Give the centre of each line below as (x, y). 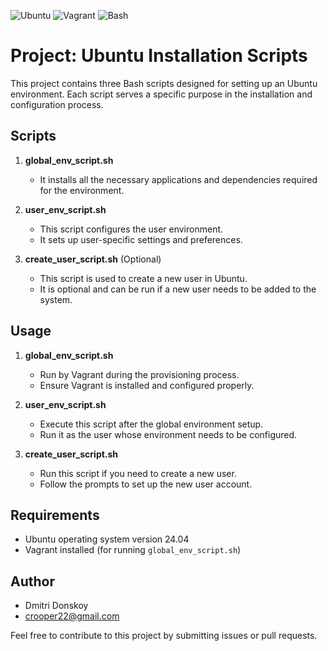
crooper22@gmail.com (72, 616)
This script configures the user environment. (131, 229)
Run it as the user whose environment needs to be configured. (168, 434)
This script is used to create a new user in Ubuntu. (143, 278)
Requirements (55, 515)
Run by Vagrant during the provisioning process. (139, 374)
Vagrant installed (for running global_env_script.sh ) (133, 550)
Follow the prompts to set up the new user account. (146, 484)
